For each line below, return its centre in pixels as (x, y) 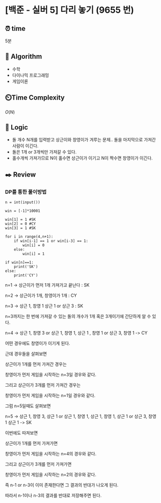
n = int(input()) (23, 202)
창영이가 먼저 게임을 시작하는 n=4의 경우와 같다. (51, 454)
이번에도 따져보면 (21, 433)
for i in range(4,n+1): (29, 237)
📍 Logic (17, 127)
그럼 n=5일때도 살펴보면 (28, 406)
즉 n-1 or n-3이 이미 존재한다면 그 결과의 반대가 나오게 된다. (62, 485)
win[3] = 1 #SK (20, 228)
